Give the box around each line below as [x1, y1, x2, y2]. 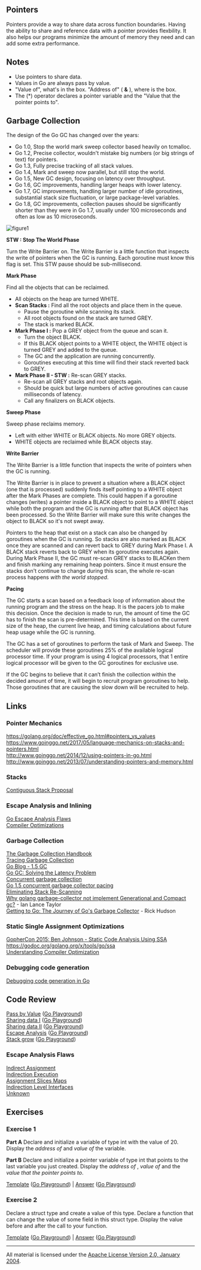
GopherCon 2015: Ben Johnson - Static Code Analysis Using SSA [6, 936, 167, 943]
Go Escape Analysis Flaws [6, 815, 71, 822]
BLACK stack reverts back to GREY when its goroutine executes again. [6, 548, 180, 555]
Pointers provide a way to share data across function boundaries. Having [6, 20, 186, 28]
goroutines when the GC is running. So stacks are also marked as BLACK [6, 536, 187, 543]
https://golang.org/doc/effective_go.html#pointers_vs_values [6, 733, 156, 740]
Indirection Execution [6, 1071, 59, 1078]
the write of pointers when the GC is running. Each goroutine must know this [6, 254, 194, 262]
